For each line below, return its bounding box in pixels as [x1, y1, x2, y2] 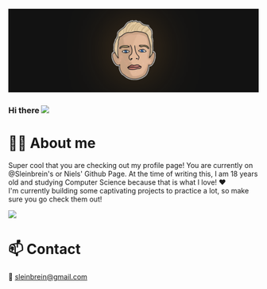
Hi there [8, 104, 40, 115]
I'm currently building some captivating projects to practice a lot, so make [8, 186, 250, 195]
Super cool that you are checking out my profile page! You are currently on [8, 160, 253, 170]
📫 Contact [8, 240, 81, 258]
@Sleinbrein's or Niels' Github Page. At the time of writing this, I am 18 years [8, 169, 258, 178]
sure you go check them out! [8, 194, 103, 204]
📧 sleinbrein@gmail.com [8, 271, 87, 281]
